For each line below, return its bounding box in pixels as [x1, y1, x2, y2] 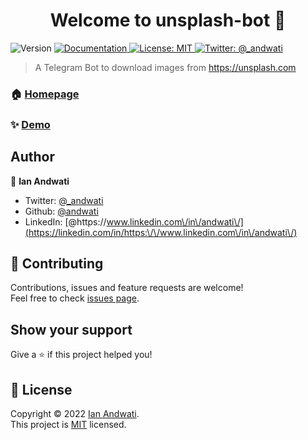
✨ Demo [10, 117, 51, 131]
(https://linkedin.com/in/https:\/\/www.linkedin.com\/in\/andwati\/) [24, 226, 298, 238]
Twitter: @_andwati [24, 194, 104, 206]
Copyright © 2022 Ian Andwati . [10, 408, 140, 420]
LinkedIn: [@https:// [24, 215, 107, 228]
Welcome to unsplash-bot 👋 [49, 9, 287, 32]
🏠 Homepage [10, 87, 80, 101]
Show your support [10, 321, 133, 338]
